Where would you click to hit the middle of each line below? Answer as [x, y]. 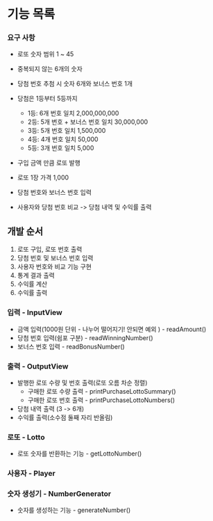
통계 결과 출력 [36, 275]
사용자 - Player [31, 474]
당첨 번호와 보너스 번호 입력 [54, 193]
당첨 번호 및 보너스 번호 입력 [55, 258]
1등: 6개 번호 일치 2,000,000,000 [73, 113]
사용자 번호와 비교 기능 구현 [54, 267]
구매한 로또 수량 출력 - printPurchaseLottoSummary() [102, 391]
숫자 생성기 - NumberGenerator [59, 494]
